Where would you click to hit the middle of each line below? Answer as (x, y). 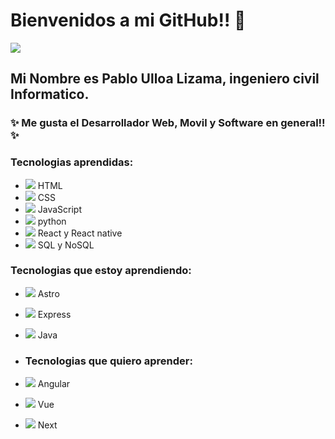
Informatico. (50, 94)
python (52, 221)
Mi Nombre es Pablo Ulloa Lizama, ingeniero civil (165, 79)
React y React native (80, 233)
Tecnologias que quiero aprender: (108, 361)
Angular (54, 384)
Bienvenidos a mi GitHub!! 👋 (128, 20)
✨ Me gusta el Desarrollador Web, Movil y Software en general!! (168, 123)
